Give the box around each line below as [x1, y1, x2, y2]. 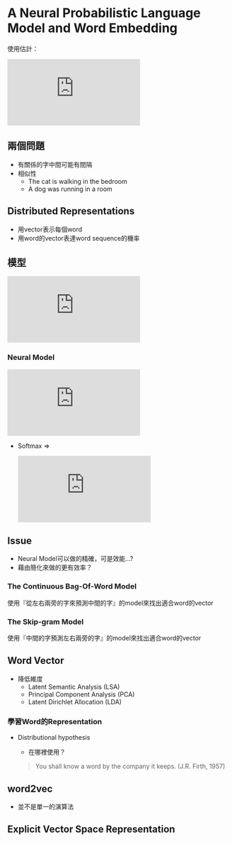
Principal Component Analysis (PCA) [28, 690, 135, 699]
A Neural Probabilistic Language [7, 5, 202, 21]
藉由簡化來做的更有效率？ [17, 563, 93, 572]
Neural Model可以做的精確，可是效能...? [17, 554, 134, 563]
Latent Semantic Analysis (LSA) [28, 682, 120, 691]
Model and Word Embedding [7, 20, 178, 36]
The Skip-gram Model [7, 616, 84, 626]
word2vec [7, 782, 53, 794]
